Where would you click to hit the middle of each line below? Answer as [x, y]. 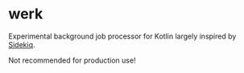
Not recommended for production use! [72, 60]
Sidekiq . [22, 44]
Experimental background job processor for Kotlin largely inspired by [122, 36]
